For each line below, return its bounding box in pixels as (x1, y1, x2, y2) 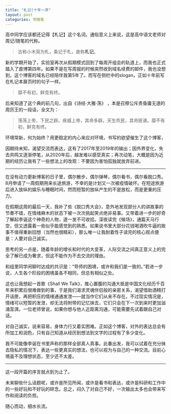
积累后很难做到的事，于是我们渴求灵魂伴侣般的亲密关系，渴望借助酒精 (14, 287, 161, 293)
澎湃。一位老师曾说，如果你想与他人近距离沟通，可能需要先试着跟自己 (9, 306, 157, 312)
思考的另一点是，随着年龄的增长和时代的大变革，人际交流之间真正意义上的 (5, 246, 161, 253)
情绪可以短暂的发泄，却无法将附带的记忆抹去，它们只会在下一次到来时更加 (5, 300, 161, 306)
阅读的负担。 (14, 393, 41, 399)
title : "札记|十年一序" (5, 7, 51, 13)
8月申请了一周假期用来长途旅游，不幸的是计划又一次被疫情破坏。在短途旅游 (5, 180, 164, 186)
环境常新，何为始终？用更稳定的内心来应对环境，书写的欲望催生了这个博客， (5, 134, 166, 141)
